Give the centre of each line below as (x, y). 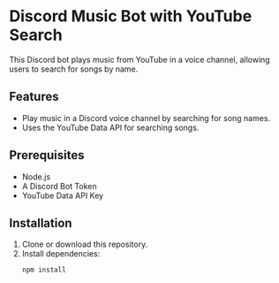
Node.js (36, 176)
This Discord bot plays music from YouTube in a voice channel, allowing (140, 59)
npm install (44, 270)
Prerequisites (47, 155)
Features (34, 97)
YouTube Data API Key (63, 195)
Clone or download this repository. (85, 244)
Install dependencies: (61, 254)
